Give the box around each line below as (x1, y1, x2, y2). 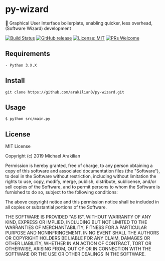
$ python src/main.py (5, 116, 51, 121)
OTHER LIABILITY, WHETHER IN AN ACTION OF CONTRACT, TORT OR (5, 240, 151, 246)
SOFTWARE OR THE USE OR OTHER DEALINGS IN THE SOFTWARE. (5, 251, 146, 257)
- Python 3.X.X (5, 62, 37, 68)
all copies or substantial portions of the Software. (5, 204, 107, 210)
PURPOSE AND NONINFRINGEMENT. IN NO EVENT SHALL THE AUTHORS (5, 230, 159, 236)
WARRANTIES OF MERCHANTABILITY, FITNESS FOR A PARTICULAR (5, 224, 147, 230)
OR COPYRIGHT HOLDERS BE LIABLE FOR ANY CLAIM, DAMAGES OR (5, 235, 150, 241)
